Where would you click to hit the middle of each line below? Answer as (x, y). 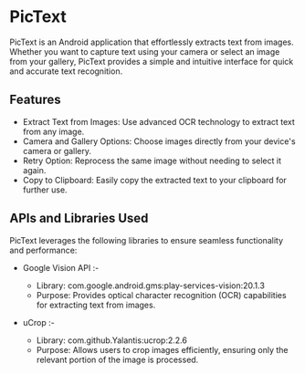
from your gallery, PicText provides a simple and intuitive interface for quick (152, 61)
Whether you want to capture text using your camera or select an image (145, 51)
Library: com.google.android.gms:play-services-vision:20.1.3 (150, 286)
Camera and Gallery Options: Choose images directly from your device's (159, 141)
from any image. (53, 131)
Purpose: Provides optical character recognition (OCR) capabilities (161, 295)
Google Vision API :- (61, 267)
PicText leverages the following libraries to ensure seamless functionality (146, 240)
